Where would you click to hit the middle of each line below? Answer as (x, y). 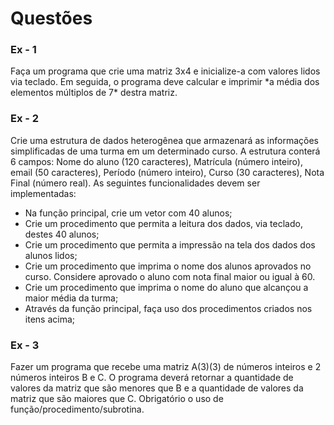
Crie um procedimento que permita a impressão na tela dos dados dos (170, 244)
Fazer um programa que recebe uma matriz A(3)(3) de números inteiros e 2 (166, 367)
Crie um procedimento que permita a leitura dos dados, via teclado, (163, 223)
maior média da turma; (71, 298)
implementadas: (43, 193)
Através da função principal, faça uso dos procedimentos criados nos (168, 308)
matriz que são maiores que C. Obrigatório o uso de (117, 399)
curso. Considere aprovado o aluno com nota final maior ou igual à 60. (170, 276)
